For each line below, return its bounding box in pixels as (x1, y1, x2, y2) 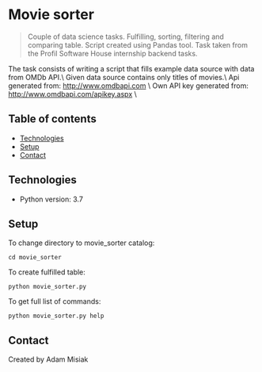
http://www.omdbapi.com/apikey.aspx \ (8, 89, 137, 98)
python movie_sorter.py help (8, 312, 104, 320)
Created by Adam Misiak (8, 355, 89, 364)
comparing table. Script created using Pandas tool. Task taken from (27, 40, 248, 49)
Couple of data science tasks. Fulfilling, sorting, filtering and (27, 32, 224, 41)
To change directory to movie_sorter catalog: (8, 238, 155, 247)
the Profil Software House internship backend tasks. (27, 48, 198, 58)
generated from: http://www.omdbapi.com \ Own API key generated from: (8, 81, 249, 90)
